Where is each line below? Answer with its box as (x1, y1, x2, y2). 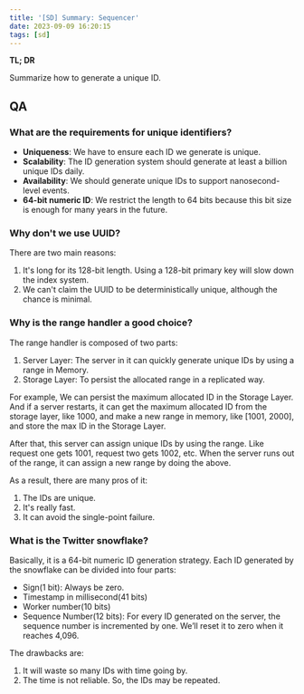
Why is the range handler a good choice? (9, 316, 193, 329)
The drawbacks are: (9, 647, 84, 658)
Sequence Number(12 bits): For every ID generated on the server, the (22, 611, 280, 622)
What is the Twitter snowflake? (9, 534, 149, 546)
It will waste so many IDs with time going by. (22, 665, 188, 676)
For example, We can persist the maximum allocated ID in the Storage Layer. (9, 391, 294, 402)
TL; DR (9, 55, 35, 66)
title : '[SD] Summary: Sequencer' (9, 13, 140, 23)
